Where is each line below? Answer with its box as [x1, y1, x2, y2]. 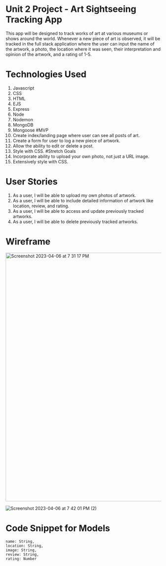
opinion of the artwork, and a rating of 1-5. [5, 51, 92, 57]
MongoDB [12, 122, 34, 128]
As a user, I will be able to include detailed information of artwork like [12, 197, 154, 203]
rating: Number [5, 556, 37, 561]
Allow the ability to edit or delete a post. [12, 142, 94, 149]
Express [12, 106, 30, 112]
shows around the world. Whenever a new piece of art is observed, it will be [5, 36, 161, 42]
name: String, [5, 539, 35, 544]
